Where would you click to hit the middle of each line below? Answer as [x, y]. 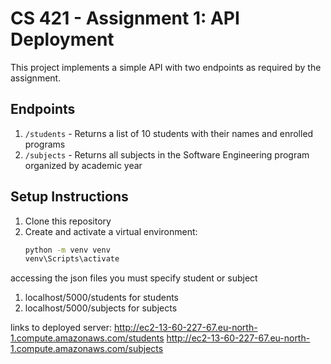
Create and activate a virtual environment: [111, 231]
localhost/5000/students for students [101, 298]
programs [45, 144]
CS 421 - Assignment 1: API [125, 18]
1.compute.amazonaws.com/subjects [87, 349]
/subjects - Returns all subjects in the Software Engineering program [167, 154]
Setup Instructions [69, 197]
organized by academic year [83, 165]
